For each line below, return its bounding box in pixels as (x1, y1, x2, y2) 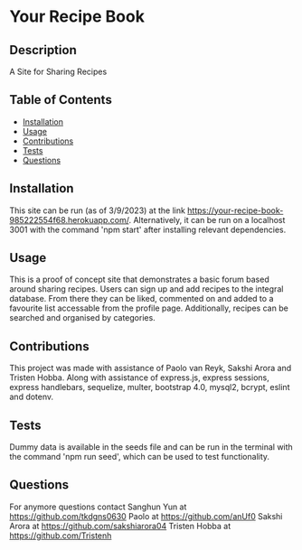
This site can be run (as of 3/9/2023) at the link (9, 205, 185, 216)
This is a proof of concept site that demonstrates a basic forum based (9, 274, 269, 285)
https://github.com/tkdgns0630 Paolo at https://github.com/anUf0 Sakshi (9, 510, 283, 521)
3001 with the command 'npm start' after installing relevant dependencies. (9, 224, 287, 235)
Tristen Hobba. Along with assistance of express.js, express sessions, (9, 372, 269, 383)
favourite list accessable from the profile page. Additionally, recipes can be (9, 303, 289, 313)
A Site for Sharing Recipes (9, 66, 108, 77)
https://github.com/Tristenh (9, 530, 112, 541)
